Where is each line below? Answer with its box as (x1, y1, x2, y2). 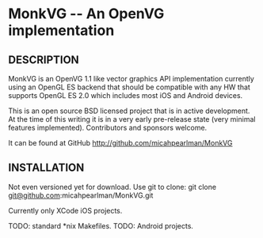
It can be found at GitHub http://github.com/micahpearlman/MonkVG (8, 138, 233, 147)
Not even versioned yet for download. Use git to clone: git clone (8, 182, 216, 191)
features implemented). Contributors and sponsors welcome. (8, 123, 208, 132)
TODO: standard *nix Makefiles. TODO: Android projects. (8, 221, 194, 230)
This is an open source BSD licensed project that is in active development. (8, 106, 250, 115)
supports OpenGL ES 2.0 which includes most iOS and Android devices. (8, 91, 243, 100)
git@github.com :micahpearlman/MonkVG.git (8, 191, 154, 200)
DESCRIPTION (8, 53, 79, 66)
